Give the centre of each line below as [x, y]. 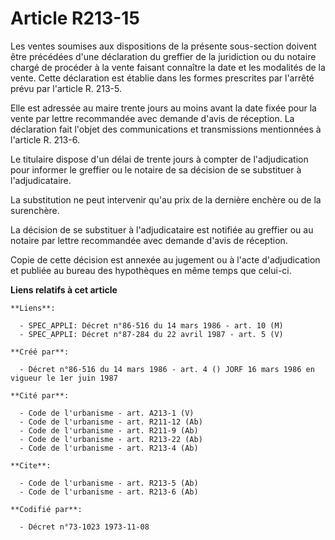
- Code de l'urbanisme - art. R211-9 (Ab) [109, 430]
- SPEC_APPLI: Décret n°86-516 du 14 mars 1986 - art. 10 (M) [151, 325]
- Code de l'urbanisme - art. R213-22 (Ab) [111, 439]
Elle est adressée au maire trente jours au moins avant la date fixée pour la [163, 108]
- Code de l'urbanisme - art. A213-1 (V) [107, 413]
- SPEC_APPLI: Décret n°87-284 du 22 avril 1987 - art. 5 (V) [151, 334]
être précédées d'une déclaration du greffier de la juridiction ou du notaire [163, 56]
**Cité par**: [40, 395]
